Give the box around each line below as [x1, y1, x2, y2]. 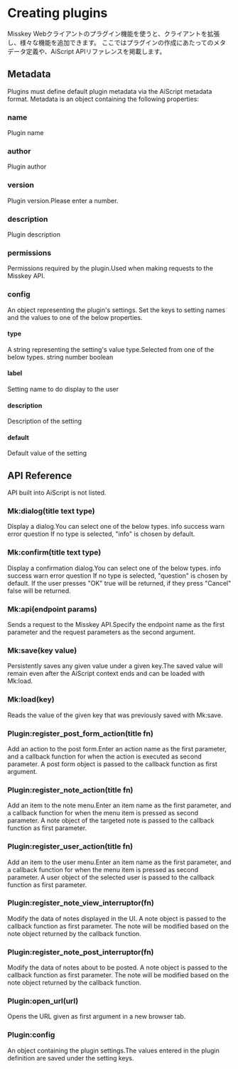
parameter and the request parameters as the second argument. [7, 628, 195, 637]
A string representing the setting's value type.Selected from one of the [7, 345, 215, 353]
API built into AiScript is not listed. [7, 488, 107, 497]
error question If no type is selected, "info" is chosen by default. [7, 530, 195, 538]
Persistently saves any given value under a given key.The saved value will [7, 662, 223, 670]
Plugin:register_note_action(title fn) [7, 785, 134, 795]
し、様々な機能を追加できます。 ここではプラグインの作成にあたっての [7, 38, 214, 47]
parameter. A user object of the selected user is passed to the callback [7, 873, 215, 881]
